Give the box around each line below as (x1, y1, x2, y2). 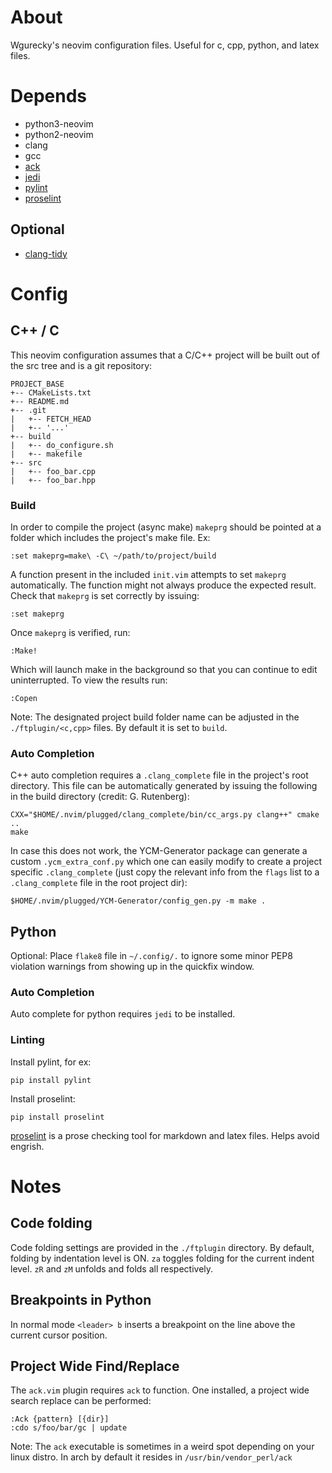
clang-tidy (24, 247, 68, 260)
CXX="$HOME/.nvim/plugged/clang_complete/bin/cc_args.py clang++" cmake (10, 810, 320, 820)
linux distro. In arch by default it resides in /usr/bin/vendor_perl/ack (10, 1451, 293, 1463)
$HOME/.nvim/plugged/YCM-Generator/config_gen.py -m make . (10, 896, 267, 906)
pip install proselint (10, 1112, 105, 1122)
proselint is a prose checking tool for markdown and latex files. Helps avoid (10, 1129, 320, 1141)
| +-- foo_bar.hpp (10, 475, 97, 485)
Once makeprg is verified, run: (10, 626, 131, 638)
